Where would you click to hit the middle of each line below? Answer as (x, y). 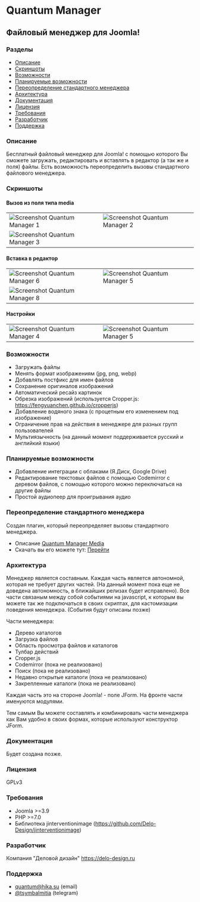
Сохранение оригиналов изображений (64, 386)
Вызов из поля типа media (40, 203)
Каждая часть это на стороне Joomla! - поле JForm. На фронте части (94, 695)
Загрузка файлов (36, 639)
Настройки (21, 314)
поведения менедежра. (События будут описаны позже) (78, 609)
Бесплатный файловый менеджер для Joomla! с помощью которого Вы (97, 154)
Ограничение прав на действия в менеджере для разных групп (96, 424)
